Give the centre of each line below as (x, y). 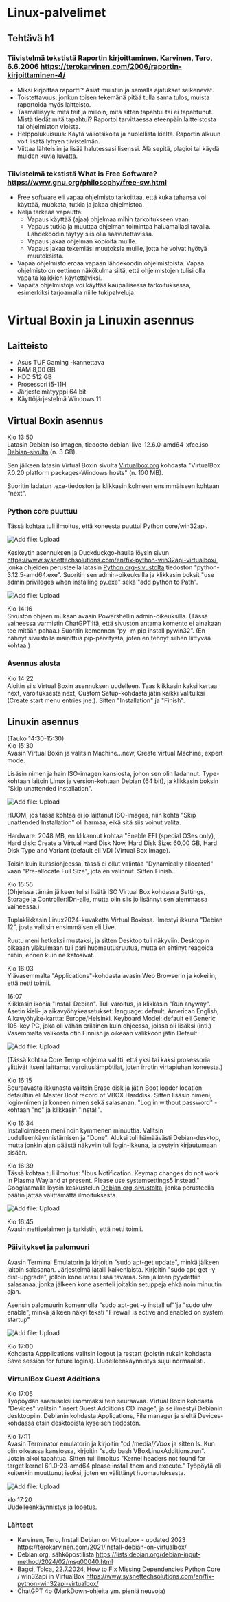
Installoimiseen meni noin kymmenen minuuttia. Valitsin (85, 1130)
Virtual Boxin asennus (55, 421)
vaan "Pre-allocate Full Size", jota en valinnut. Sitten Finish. (90, 871)
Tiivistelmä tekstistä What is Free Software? (82, 174)
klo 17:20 (20, 1499)
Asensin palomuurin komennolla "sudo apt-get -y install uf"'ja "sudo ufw (110, 1305)
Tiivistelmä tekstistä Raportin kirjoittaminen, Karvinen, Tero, (110, 58)
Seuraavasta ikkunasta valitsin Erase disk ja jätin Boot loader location (105, 1088)
